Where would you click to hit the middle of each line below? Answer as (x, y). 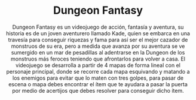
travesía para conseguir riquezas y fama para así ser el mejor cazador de (98, 40)
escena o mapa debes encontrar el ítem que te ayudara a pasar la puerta (98, 84)
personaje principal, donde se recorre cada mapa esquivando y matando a (98, 71)
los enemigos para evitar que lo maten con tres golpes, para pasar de (98, 78)
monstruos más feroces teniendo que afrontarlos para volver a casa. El (98, 59)
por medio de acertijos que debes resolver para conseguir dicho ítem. (98, 90)
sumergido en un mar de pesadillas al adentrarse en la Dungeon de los (98, 52)
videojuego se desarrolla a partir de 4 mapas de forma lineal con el (98, 65)
